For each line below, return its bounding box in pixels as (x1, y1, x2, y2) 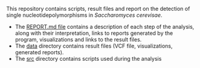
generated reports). (15, 49, 64, 56)
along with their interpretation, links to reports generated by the (15, 29, 173, 37)
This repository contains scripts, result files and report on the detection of (6, 5, 190, 12)
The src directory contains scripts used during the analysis (15, 55, 162, 62)
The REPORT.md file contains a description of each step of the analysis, (15, 23, 195, 30)
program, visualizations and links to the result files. (15, 36, 142, 43)
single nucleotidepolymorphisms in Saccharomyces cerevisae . (6, 11, 163, 19)
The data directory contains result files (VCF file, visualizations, (15, 42, 173, 49)
